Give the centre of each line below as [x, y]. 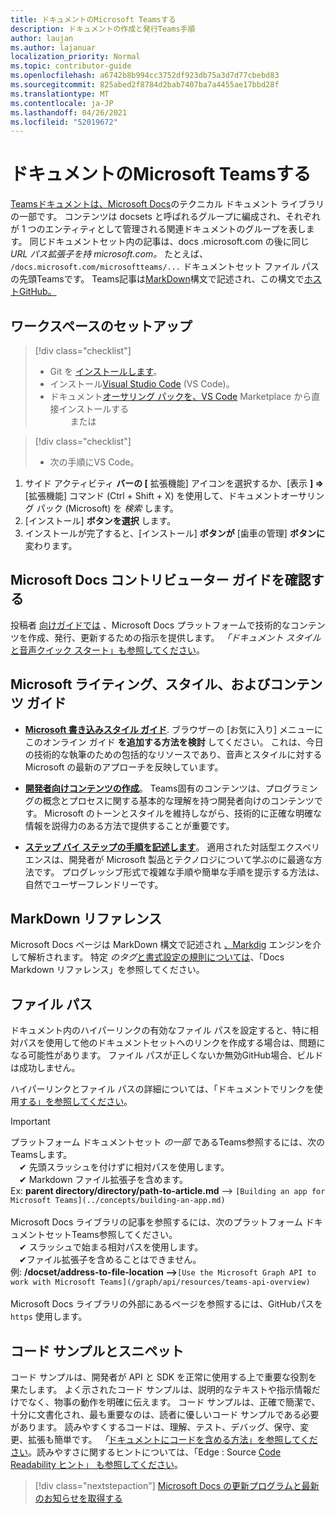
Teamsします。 [41, 1155]
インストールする [94, 409]
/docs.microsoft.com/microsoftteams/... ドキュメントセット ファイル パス [165, 267]
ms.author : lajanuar [53, 47]
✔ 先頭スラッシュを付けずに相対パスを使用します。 [124, 1167]
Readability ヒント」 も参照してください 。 [96, 1465]
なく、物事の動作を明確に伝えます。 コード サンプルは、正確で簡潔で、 [174, 1402]
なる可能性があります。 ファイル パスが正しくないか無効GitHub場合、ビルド [167, 1055]
